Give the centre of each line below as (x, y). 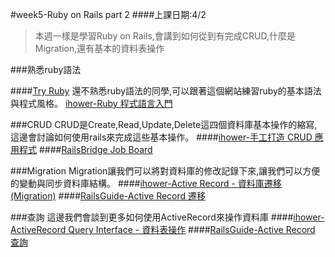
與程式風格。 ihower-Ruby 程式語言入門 (91, 103)
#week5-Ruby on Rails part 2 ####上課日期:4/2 (108, 14)
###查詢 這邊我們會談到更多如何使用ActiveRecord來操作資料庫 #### (152, 217)
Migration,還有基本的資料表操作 (99, 48)
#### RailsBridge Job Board (95, 149)
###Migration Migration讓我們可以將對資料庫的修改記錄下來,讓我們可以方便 (165, 171)
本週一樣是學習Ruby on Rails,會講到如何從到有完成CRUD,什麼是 (165, 36)
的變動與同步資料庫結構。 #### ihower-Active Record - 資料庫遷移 (146, 183)
